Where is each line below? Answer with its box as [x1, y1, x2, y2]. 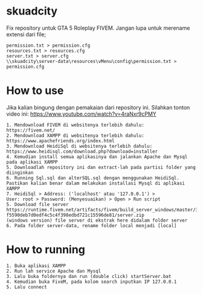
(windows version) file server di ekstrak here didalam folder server [6, 217, 188, 224]
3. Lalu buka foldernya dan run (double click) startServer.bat [6, 273, 172, 279]
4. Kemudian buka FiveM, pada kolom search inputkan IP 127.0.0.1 [6, 279, 177, 285]
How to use [6, 84, 64, 98]
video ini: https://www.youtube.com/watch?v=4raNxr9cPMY [6, 110, 157, 118]
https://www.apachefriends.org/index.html [6, 138, 115, 144]
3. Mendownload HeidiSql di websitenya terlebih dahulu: [6, 143, 153, 149]
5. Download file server [6, 201, 69, 207]
